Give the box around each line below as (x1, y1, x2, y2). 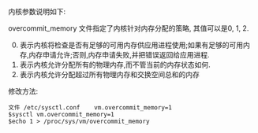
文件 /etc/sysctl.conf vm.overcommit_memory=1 (8, 104, 172, 112)
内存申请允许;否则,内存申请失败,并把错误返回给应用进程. (28, 50, 211, 59)
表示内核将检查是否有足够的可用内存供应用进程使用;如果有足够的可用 (19, 40, 244, 50)
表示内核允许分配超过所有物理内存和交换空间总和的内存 (19, 70, 200, 79)
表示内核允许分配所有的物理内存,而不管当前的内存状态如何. (19, 60, 211, 69)
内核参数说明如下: (8, 7, 66, 16)
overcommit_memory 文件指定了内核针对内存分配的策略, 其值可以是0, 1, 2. (8, 24, 249, 33)
